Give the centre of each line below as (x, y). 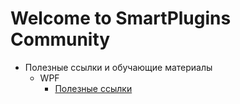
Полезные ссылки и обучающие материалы (118, 67)
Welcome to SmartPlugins (121, 18)
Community (60, 39)
